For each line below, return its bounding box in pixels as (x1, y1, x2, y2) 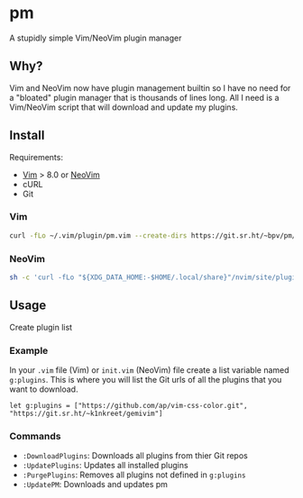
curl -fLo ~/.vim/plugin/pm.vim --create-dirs (9, 231, 188, 240)
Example (9, 344, 49, 357)
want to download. (9, 384, 78, 394)
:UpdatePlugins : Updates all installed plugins (22, 460, 188, 471)
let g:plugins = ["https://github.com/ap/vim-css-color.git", (9, 402, 248, 411)
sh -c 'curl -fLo (9, 273, 75, 282)
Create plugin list (9, 321, 73, 332)
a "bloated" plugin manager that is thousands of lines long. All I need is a (9, 92, 280, 103)
